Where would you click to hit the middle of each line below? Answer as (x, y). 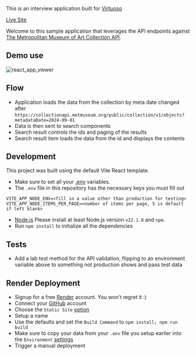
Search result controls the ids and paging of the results (80, 132)
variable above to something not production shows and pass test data (98, 264)
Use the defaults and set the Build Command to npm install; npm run (96, 322)
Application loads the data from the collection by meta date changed (97, 102)
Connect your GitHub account (50, 304)
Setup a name (31, 316)
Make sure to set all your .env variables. (62, 182)
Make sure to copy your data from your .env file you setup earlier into (98, 333)
